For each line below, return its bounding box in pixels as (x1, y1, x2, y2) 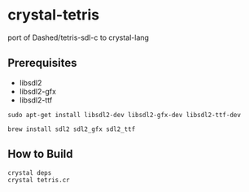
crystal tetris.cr (7, 176, 70, 184)
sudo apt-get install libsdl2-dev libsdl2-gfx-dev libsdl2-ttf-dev (7, 111, 242, 119)
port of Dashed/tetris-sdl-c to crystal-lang (7, 33, 150, 42)
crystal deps (7, 168, 52, 177)
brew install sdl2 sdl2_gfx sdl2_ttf (7, 124, 136, 133)
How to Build (7, 147, 74, 161)
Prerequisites (7, 56, 77, 70)
